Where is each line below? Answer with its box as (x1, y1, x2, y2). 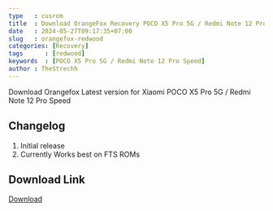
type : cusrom (8, 11, 63, 20)
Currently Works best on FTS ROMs (19, 149, 141, 159)
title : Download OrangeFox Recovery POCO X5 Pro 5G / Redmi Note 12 (8, 19, 253, 28)
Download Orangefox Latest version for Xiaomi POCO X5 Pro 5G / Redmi (8, 87, 251, 97)
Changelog (8, 119, 66, 133)
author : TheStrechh (8, 65, 79, 73)
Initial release (19, 140, 65, 150)
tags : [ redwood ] (8, 50, 85, 58)
